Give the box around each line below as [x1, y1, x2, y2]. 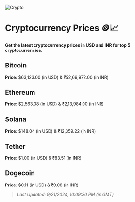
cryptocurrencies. [5, 47, 43, 53]
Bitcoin [5, 61, 27, 70]
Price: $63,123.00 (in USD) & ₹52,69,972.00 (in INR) [5, 74, 109, 80]
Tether [5, 142, 26, 151]
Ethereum [5, 88, 35, 97]
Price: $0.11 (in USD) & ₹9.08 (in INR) [5, 182, 79, 188]
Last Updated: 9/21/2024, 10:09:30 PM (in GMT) [17, 191, 114, 197]
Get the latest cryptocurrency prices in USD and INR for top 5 [5, 42, 131, 48]
